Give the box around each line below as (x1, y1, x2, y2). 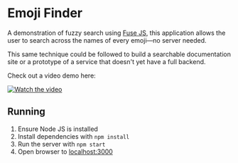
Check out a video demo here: (7, 71, 96, 80)
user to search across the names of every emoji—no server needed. (7, 36, 207, 44)
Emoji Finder (7, 5, 83, 21)
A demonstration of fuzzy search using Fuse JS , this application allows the (7, 28, 226, 37)
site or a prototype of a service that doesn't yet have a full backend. (7, 57, 206, 65)
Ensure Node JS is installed (17, 125, 98, 133)
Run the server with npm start (17, 140, 106, 148)
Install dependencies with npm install (17, 132, 130, 140)
